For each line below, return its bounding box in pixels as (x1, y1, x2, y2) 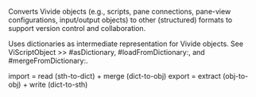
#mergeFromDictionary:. (8, 56, 89, 65)
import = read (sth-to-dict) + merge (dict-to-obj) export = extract (8, 72, 221, 80)
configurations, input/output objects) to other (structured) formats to (8, 15, 233, 25)
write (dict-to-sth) (29, 80, 88, 89)
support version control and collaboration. (8, 24, 146, 33)
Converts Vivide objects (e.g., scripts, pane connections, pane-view (8, 7, 231, 16)
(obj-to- (222, 72, 249, 80)
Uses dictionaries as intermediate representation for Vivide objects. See (8, 39, 244, 48)
